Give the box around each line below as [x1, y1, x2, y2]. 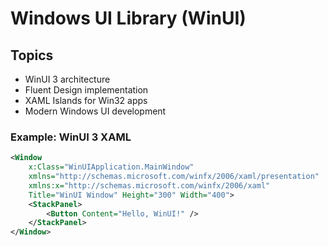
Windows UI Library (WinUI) [10, 7, 247, 30]
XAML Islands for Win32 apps [24, 95, 148, 106]
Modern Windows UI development [24, 105, 167, 117]
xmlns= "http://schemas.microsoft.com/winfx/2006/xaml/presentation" [28, 172, 320, 182]
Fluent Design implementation [24, 84, 149, 96]
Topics [10, 47, 54, 64]
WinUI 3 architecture [24, 73, 111, 85]
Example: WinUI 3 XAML [10, 130, 132, 144]
